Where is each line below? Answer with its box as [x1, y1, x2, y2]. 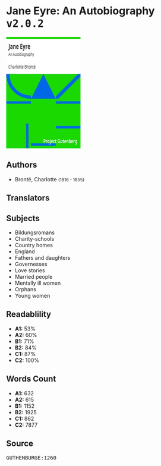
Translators [6, 193, 50, 203]
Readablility [6, 309, 52, 319]
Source [6, 438, 34, 448]
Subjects [6, 213, 40, 223]
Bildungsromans [14, 229, 55, 236]
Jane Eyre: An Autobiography [6, 4, 155, 18]
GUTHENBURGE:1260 [6, 455, 56, 461]
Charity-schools [14, 235, 55, 242]
